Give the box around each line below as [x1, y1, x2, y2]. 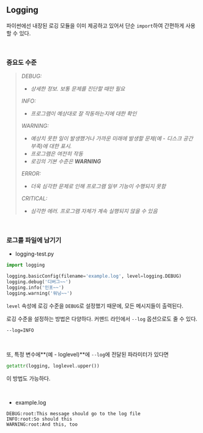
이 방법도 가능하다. [6, 374, 51, 382]
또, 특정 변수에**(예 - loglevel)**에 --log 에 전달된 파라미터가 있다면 [6, 350, 169, 358]
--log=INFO [6, 327, 34, 333]
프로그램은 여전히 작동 [30, 150, 84, 158]
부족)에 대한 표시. [30, 142, 72, 150]
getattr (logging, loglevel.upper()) [6, 363, 100, 369]
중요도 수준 [6, 58, 37, 67]
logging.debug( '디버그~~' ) [6, 279, 72, 285]
